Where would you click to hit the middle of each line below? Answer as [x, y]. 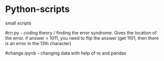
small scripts [18, 23]
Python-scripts [37, 9]
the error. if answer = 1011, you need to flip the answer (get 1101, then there [82, 38]
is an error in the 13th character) [38, 43]
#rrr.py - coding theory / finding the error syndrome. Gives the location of [81, 32]
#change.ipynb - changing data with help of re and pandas [66, 53]
